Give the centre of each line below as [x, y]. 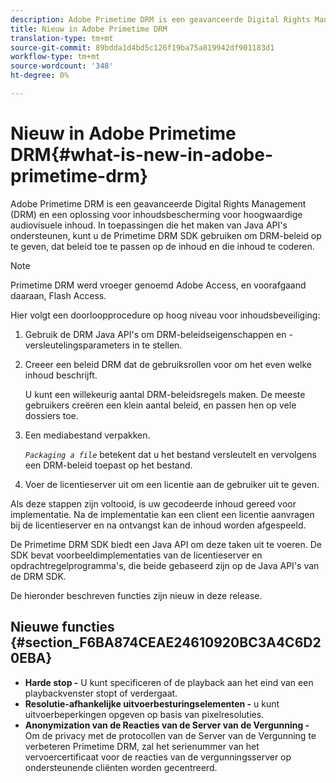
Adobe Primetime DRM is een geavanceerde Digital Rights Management [158, 203]
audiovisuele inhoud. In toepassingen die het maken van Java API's [149, 225]
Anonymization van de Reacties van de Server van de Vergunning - [167, 725]
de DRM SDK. [38, 576]
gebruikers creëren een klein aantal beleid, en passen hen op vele [160, 405]
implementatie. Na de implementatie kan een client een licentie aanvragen [162, 514]
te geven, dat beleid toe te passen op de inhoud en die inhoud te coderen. [162, 246]
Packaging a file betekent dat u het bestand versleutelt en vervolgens [170, 454]
